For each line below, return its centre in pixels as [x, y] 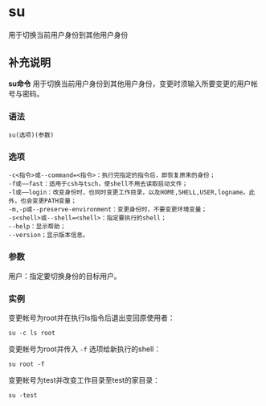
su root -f [27, 364]
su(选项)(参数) [31, 135]
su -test [23, 395]
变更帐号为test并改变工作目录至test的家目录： [84, 379]
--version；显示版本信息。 [49, 236]
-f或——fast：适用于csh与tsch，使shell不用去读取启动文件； [98, 184]
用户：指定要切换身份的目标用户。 [65, 276]
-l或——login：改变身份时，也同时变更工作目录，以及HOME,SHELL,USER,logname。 [129, 193]
